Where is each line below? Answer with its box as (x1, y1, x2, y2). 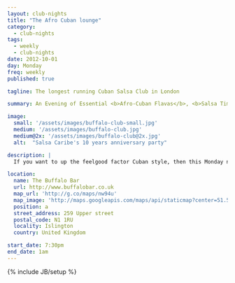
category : (7, 23, 36, 30)
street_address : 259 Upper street (13, 210, 114, 217)
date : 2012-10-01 (7, 56, 58, 63)
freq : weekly (7, 68, 45, 75)
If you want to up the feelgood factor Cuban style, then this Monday (13, 158, 224, 165)
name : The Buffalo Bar (13, 177, 80, 184)
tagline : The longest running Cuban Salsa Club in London (7, 88, 180, 95)
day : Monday (7, 62, 42, 69)
